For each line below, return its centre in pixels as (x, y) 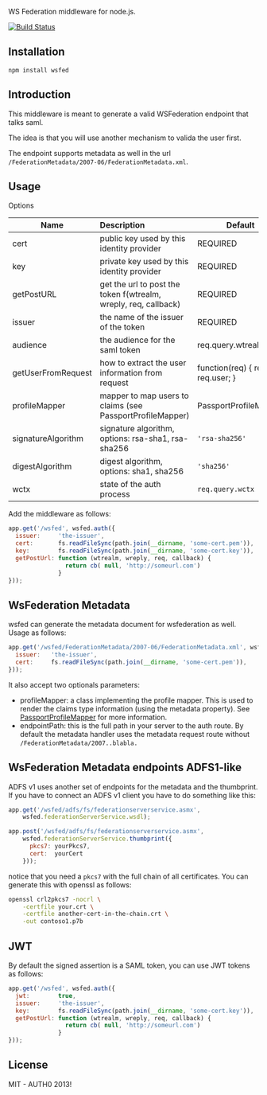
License (28, 1065)
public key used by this (143, 239)
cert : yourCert (56, 853)
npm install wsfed (39, 70)
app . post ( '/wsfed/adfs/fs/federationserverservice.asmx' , (106, 832)
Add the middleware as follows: (60, 514)
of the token (122, 327)
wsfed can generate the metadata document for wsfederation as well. (122, 625)
